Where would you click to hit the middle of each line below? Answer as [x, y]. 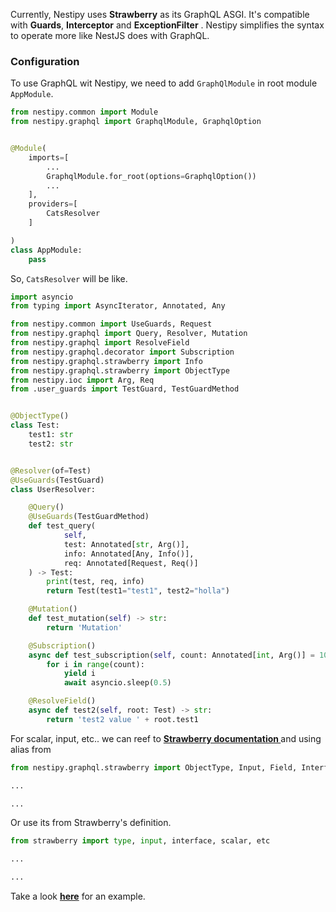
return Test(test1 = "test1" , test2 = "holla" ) [138, 591]
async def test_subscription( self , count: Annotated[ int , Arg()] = [171, 655]
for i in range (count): [95, 664]
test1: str [51, 435]
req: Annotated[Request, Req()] [131, 563]
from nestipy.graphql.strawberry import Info [106, 361]
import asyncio [42, 297]
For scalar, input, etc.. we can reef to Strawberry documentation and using [166, 738]
